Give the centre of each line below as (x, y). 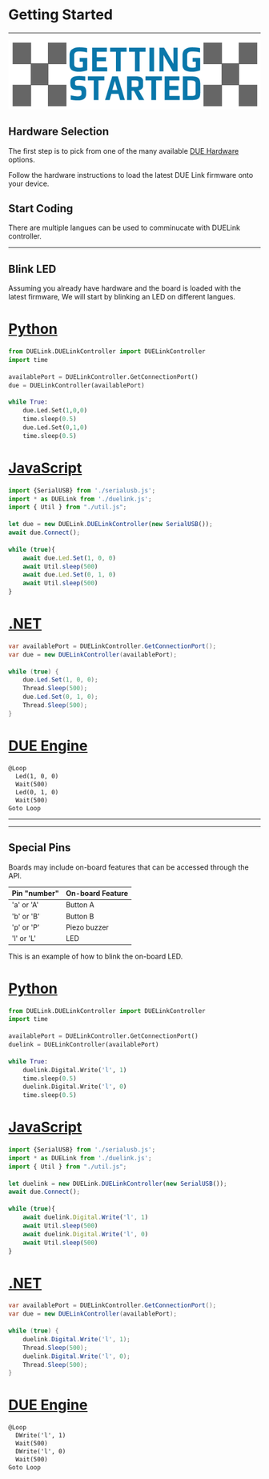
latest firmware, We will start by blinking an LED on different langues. (122, 297)
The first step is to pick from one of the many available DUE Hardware (124, 151)
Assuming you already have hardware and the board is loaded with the (125, 288)
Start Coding (41, 209)
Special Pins (40, 848)
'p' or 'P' (26, 927)
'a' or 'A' (25, 905)
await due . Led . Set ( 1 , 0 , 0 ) (69, 558)
